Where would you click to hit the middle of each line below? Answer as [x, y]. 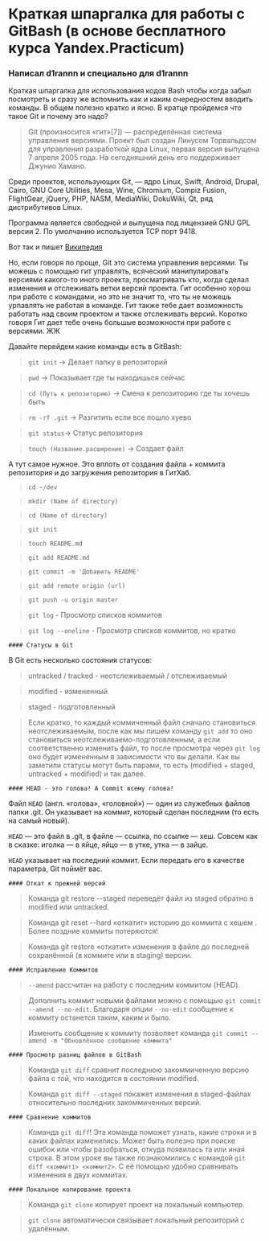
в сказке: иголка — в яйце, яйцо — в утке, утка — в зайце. [108, 844]
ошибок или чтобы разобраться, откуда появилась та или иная [136, 1149]
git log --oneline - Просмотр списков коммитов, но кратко [132, 631]
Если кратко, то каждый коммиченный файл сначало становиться [142, 723]
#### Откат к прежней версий [57, 884]
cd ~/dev [43, 487]
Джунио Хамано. [57, 166]
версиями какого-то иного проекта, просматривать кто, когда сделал [128, 280]
